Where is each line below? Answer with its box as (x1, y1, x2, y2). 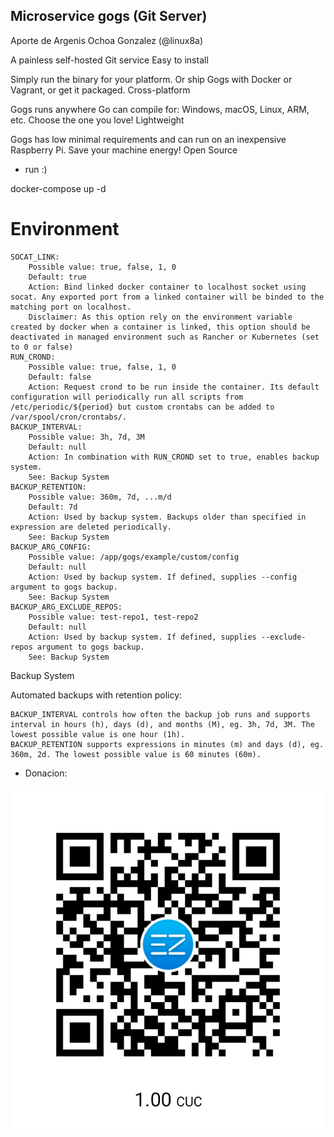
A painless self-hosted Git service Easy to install (10, 54, 209, 66)
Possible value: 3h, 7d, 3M (28, 432, 145, 442)
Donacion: (24, 767, 68, 779)
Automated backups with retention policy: (10, 689, 183, 701)
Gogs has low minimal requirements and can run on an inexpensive (10, 133, 287, 145)
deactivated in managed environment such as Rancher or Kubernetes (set (10, 332, 320, 342)
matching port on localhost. (10, 302, 132, 312)
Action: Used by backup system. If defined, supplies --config (28, 572, 298, 582)
